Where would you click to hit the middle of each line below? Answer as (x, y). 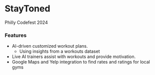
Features (16, 35)
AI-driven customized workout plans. (50, 46)
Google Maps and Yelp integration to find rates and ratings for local (81, 62)
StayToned (27, 9)
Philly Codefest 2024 (26, 22)
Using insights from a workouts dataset (60, 51)
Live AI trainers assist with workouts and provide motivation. (74, 57)
